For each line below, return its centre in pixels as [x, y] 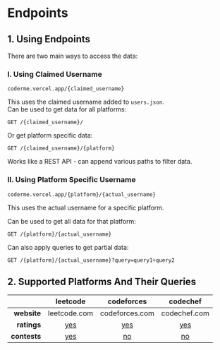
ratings [29, 325]
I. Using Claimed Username [55, 74]
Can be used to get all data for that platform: [72, 221]
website [28, 313]
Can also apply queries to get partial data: [68, 247]
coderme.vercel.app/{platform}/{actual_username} [82, 194]
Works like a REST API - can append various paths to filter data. [100, 162]
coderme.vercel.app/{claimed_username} [66, 89]
